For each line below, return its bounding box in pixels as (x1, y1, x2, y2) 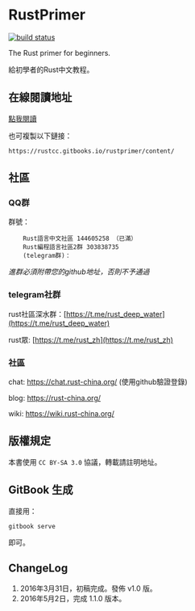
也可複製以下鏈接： (8, 131, 73, 141)
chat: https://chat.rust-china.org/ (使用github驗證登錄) (8, 377, 188, 387)
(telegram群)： (23, 252, 72, 260)
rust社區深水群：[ (8, 309, 67, 318)
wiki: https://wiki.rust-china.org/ (8, 409, 114, 419)
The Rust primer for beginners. (8, 48, 111, 57)
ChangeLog (8, 562, 68, 575)
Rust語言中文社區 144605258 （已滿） (23, 234, 137, 243)
